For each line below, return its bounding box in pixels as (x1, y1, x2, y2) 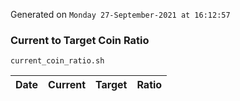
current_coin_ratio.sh (10, 56, 105, 66)
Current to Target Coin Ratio (10, 33, 150, 47)
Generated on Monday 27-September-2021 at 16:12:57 (10, 9, 231, 20)
